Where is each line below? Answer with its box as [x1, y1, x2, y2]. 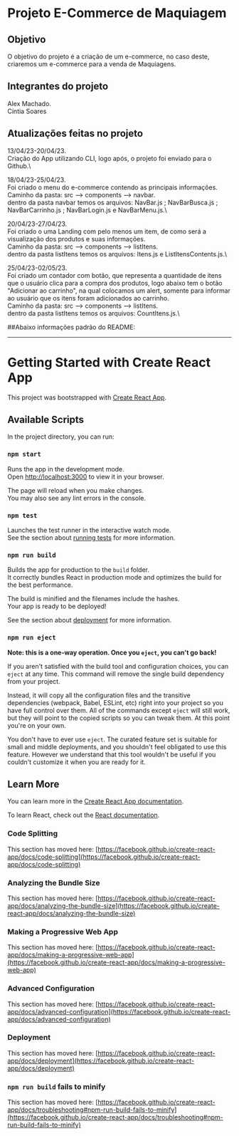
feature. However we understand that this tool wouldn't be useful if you [7, 750, 216, 759]
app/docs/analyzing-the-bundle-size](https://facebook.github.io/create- [7, 901, 221, 910]
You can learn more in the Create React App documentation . [7, 797, 184, 806]
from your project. [7, 677, 60, 685]
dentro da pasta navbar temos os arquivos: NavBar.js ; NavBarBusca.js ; [7, 198, 218, 207]
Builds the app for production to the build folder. [7, 566, 150, 574]
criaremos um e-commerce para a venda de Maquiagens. [7, 60, 176, 68]
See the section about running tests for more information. [7, 533, 176, 542]
